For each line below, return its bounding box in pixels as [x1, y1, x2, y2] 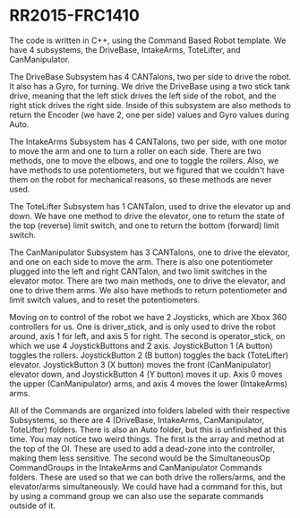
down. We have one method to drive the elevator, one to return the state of [9, 210, 285, 221]
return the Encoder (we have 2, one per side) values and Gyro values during [9, 109, 289, 120]
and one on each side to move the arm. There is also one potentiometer [9, 256, 273, 267]
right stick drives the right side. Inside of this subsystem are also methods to [9, 99, 291, 110]
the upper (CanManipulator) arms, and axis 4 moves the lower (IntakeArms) [9, 378, 288, 389]
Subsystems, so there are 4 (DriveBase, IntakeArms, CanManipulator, [9, 414, 265, 425]
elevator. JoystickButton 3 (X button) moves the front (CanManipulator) [9, 359, 271, 369]
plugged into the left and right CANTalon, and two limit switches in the [9, 266, 268, 276]
